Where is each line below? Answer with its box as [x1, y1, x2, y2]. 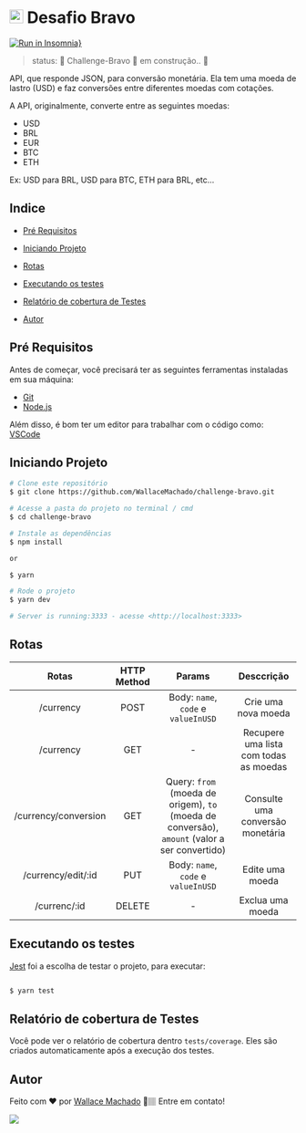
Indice [9, 201, 46, 216]
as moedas [240, 760, 288, 773]
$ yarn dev [9, 596, 51, 605]
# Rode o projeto [9, 587, 76, 596]
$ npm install [9, 537, 64, 546]
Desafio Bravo [26, 7, 137, 28]
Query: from [165, 774, 217, 787]
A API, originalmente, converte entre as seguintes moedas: [9, 99, 230, 111]
